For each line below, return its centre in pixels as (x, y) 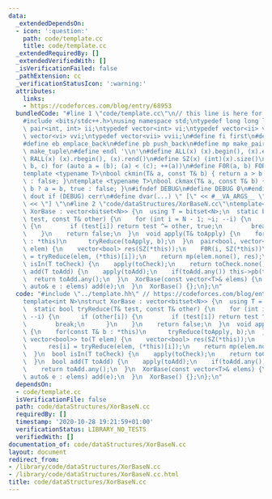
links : (34, 99)
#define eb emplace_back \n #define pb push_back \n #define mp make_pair (144, 144)
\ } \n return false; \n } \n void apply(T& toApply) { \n (132, 234)
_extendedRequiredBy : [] (57, 53)
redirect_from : (34, 459)
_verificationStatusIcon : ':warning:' (81, 83)
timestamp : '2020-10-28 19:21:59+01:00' (85, 422)
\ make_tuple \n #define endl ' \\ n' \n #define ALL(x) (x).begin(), (134, 151)
